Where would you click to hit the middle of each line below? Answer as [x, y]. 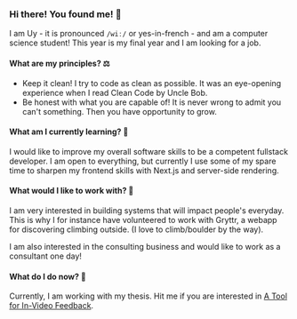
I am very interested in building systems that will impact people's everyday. [147, 210]
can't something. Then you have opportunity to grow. [120, 111]
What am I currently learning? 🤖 [69, 132]
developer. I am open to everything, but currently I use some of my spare [143, 161]
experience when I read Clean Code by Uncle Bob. [115, 92]
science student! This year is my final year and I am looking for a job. [135, 43]
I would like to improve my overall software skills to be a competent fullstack [149, 151]
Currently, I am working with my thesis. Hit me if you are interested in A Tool [148, 296]
